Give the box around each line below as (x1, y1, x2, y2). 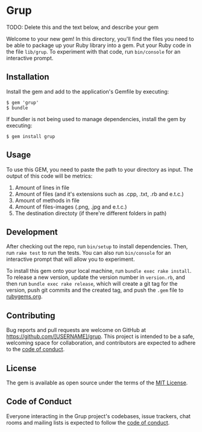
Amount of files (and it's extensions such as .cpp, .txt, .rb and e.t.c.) (14, 190, 184, 198)
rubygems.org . (6, 293, 43, 300)
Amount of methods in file (14, 196, 80, 204)
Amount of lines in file (14, 184, 69, 191)
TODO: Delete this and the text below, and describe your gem (6, 23, 159, 31)
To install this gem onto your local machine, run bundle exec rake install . (6, 268, 192, 275)
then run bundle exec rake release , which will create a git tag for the (6, 280, 178, 287)
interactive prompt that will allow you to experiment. (6, 255, 135, 263)
